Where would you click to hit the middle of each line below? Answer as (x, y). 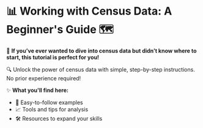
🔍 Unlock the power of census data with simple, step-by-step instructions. (101, 69)
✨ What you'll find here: (38, 90)
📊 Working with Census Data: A (89, 11)
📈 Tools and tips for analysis (52, 109)
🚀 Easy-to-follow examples (49, 102)
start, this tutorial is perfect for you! (53, 57)
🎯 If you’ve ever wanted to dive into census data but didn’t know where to (102, 51)
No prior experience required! (44, 78)
